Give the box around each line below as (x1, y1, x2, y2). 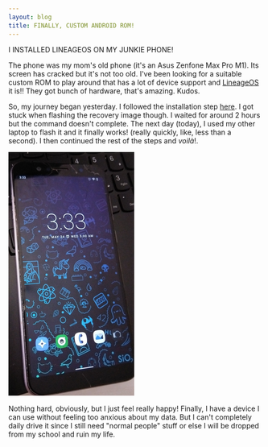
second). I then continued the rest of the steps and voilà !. (8, 135, 199, 145)
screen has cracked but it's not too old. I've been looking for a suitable (8, 68, 242, 78)
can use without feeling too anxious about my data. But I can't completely (8, 412, 252, 422)
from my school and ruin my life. (8, 429, 115, 439)
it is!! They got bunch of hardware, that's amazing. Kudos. (8, 85, 200, 96)
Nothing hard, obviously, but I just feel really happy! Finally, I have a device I (8, 404, 260, 413)
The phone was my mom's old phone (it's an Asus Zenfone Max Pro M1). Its (8, 60, 259, 70)
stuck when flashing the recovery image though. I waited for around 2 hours (8, 110, 261, 120)
